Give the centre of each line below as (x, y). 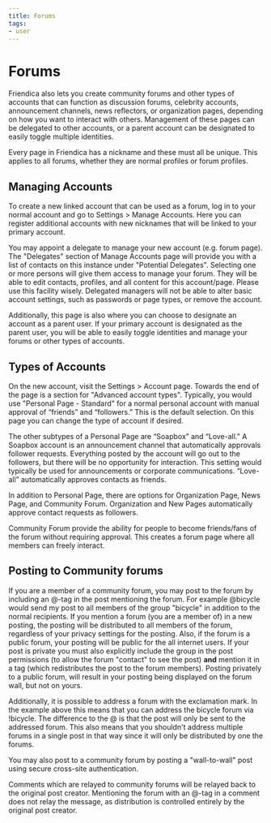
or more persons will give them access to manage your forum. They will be (133, 274)
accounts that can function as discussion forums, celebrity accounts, (123, 102)
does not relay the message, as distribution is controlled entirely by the (127, 801)
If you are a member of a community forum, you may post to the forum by (131, 590)
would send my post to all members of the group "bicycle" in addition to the (134, 608)
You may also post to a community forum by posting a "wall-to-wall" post (131, 760)
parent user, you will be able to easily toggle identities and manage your (128, 333)
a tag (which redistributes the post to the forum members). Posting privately (135, 668)
